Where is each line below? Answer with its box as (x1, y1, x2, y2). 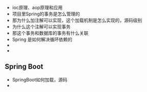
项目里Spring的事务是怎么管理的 (12, 11, 80, 17)
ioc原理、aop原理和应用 (12, 5, 63, 10)
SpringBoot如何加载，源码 (12, 76, 67, 83)
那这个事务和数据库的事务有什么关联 (12, 30, 89, 36)
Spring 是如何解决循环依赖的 (12, 36, 72, 42)
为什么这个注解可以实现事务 (12, 24, 71, 30)
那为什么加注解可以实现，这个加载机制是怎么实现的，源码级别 (12, 17, 142, 23)
